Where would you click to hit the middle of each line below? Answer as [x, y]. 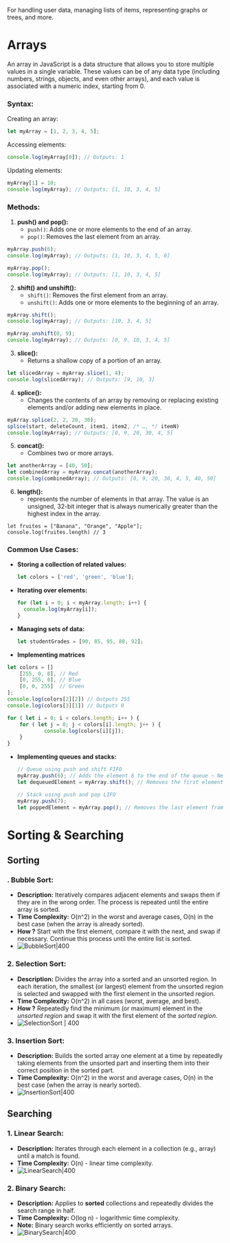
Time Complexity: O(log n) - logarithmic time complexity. [98, 1218]
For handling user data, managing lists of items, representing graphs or [107, 10]
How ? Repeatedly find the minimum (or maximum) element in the [110, 1008]
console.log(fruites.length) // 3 [57, 533]
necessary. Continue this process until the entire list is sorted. [104, 939]
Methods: [24, 207]
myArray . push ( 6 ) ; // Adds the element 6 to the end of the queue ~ [116, 776]
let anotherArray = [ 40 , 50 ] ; [50, 466]
